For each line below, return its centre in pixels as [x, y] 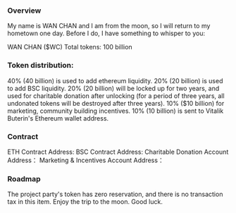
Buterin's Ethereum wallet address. [58, 118]
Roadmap [24, 178]
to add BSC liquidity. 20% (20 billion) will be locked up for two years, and [113, 88]
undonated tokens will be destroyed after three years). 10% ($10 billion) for [116, 103]
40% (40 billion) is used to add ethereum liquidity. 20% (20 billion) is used [115, 80]
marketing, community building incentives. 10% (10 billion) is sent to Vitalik [116, 111]
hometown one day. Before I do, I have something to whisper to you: [106, 33]
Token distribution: [41, 66]
